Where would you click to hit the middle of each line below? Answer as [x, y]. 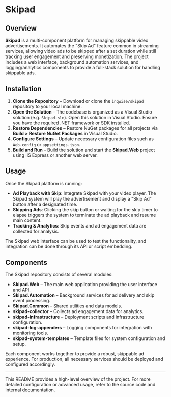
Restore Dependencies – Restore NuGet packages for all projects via [85, 128]
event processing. [32, 301]
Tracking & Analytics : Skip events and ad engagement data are [79, 225]
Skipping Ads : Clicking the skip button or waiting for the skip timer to [85, 209]
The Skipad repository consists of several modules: [59, 275]
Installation [23, 89]
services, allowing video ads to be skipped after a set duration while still [81, 51]
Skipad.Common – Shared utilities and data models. [67, 306]
